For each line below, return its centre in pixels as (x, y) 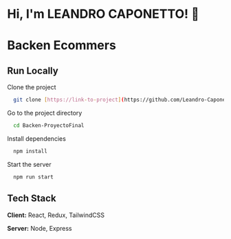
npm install (31, 151)
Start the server (29, 164)
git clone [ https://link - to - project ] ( (69, 100)
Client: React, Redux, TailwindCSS (56, 215)
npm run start (33, 177)
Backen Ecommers (62, 46)
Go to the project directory (45, 113)
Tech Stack (32, 198)
